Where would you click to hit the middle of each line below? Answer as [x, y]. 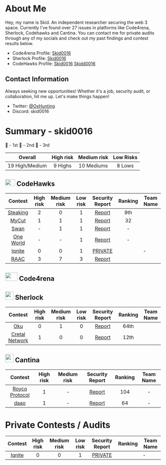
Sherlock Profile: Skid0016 [39, 58]
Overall [27, 157]
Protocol [20, 395]
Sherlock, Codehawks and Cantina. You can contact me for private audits [80, 33]
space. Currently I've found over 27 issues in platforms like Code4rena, [78, 27]
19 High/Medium [27, 166]
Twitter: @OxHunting [34, 106]
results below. [19, 43]
